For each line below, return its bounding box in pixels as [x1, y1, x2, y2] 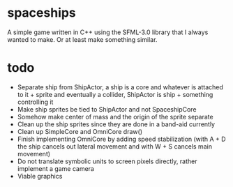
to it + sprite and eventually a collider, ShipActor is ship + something [17, 90, 213, 98]
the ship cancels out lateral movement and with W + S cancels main [17, 142, 213, 151]
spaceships [7, 5, 77, 21]
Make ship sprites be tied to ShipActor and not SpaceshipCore [17, 105, 197, 113]
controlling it [17, 98, 54, 106]
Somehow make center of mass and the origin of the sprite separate [17, 112, 214, 121]
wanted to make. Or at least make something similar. [7, 35, 158, 43]
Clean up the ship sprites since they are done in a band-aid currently [17, 120, 215, 128]
